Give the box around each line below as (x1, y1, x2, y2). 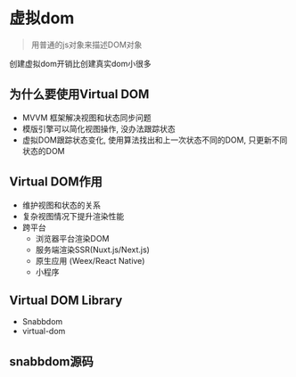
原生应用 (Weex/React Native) (35, 255, 145, 266)
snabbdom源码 (9, 354, 94, 369)
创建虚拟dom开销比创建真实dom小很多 (9, 58, 152, 69)
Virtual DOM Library (9, 292, 123, 307)
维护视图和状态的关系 (21, 200, 101, 210)
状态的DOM (21, 145, 65, 156)
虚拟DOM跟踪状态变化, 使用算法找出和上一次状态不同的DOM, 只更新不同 (21, 135, 288, 145)
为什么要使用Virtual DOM (9, 86, 150, 102)
